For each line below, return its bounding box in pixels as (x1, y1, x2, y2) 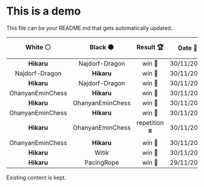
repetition (136, 118, 164, 127)
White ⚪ (25, 42, 51, 51)
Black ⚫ (89, 42, 114, 51)
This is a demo (6, 4, 81, 18)
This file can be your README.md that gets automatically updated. (6, 24, 173, 32)
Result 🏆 (136, 42, 164, 51)
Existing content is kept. (6, 174, 67, 181)
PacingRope (84, 158, 120, 166)
